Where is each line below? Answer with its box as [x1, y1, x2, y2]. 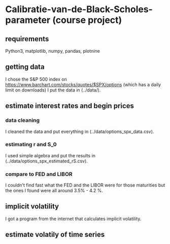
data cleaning [5, 117, 40, 124]
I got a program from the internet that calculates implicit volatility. [5, 216, 142, 222]
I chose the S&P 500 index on [5, 76, 67, 82]
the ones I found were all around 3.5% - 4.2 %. [5, 188, 103, 194]
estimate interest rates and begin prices [5, 101, 134, 110]
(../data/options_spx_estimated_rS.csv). [5, 158, 88, 164]
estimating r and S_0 [5, 141, 57, 148]
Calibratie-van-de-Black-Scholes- [5, 4, 153, 15]
